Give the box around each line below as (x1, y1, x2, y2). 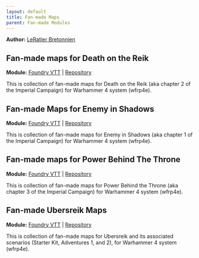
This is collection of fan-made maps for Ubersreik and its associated (6, 232, 174, 240)
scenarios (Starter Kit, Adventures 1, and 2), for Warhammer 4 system (6, 238, 177, 246)
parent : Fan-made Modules (6, 20, 70, 26)
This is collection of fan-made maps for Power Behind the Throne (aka (6, 181, 178, 189)
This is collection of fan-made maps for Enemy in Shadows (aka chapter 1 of (6, 131, 193, 138)
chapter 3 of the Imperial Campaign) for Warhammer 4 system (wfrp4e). (6, 188, 183, 195)
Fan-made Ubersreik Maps (6, 205, 107, 215)
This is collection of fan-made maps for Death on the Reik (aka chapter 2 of (6, 81, 191, 88)
